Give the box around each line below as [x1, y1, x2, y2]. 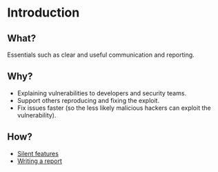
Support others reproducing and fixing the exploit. [17, 96, 160, 104]
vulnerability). [17, 111, 57, 119]
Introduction [7, 5, 80, 21]
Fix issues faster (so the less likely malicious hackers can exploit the [17, 104, 212, 112]
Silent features [17, 149, 59, 157]
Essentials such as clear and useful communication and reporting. [7, 50, 195, 59]
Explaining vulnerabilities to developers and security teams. [17, 88, 187, 97]
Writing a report [17, 157, 62, 165]
